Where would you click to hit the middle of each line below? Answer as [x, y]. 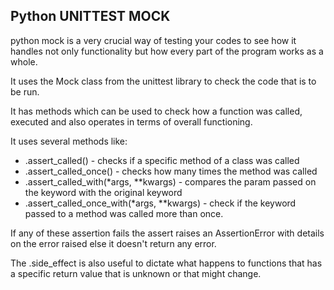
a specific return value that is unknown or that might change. [136, 273]
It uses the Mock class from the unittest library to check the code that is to [163, 81]
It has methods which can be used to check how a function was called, [156, 111]
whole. [24, 61]
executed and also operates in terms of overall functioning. [131, 121]
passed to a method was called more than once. [124, 213]
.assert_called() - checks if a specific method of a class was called [162, 160]
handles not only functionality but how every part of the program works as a [167, 51]
